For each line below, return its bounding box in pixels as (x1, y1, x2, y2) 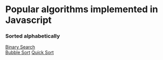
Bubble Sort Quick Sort (5, 49, 54, 55)
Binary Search (5, 44, 35, 50)
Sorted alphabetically (5, 33, 60, 40)
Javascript (5, 14, 52, 26)
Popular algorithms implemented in (5, 4, 158, 15)
